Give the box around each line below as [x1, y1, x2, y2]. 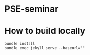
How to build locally [4, 26, 86, 37]
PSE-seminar [4, 3, 59, 14]
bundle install [4, 41, 35, 46]
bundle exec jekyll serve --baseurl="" [4, 46, 85, 51]
